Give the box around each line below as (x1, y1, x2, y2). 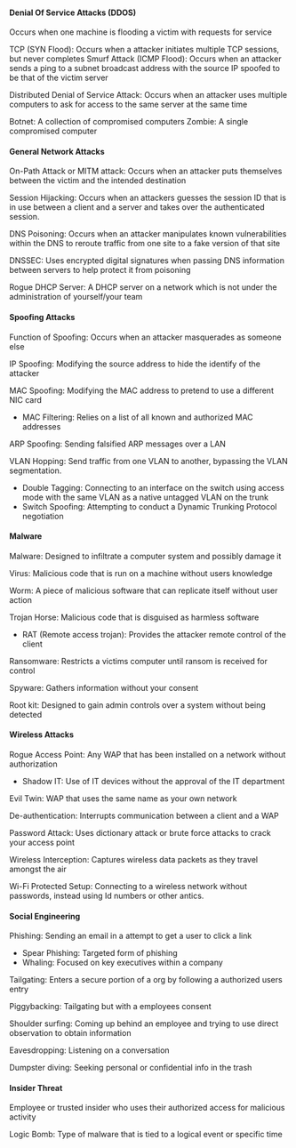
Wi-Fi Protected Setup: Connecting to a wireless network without (9, 881, 247, 892)
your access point (9, 837, 76, 848)
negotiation (21, 510, 64, 521)
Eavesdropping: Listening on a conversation (9, 1045, 171, 1056)
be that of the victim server (9, 72, 108, 84)
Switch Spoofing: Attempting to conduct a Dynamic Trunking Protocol (21, 501, 277, 511)
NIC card (9, 394, 43, 405)
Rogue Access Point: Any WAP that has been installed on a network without (9, 750, 286, 760)
